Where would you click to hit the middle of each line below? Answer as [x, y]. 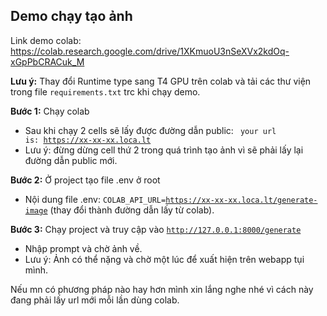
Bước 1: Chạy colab [50, 111]
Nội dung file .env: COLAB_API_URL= [95, 199]
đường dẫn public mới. [71, 160]
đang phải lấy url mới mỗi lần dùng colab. [95, 300]
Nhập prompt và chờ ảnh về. [83, 248]
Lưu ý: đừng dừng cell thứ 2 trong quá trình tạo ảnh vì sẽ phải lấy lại [164, 150]
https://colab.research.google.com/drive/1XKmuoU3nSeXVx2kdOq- [150, 51]
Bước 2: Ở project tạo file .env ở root [85, 180]
